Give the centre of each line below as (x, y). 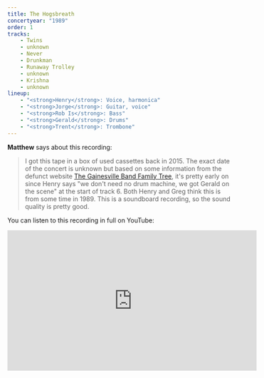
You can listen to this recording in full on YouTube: (81, 220)
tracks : (19, 34)
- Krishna (35, 80)
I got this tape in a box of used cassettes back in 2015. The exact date (127, 160)
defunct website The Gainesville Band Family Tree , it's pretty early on (127, 176)
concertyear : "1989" (38, 21)
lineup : (19, 93)
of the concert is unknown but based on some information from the (123, 168)
